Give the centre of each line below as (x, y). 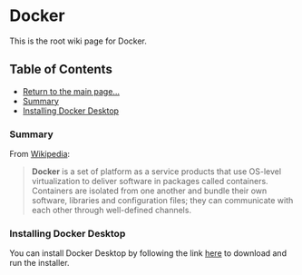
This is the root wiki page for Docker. (78, 41)
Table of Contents (61, 69)
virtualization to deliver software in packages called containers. (150, 182)
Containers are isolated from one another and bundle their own (149, 191)
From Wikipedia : (40, 154)
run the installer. (39, 263)
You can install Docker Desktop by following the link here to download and (148, 253)
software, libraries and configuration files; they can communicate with (162, 201)
